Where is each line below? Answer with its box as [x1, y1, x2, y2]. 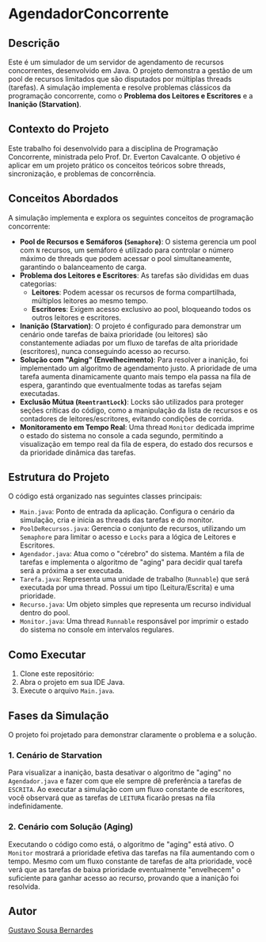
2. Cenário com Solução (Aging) [8, 821, 134, 832]
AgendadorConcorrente [8, 5, 169, 23]
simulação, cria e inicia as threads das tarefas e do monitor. [19, 515, 215, 525]
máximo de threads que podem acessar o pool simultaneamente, [19, 253, 232, 263]
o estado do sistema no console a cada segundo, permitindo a [19, 430, 224, 440]
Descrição [8, 37, 60, 50]
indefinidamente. [8, 802, 63, 811]
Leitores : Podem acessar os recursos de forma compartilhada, [31, 287, 237, 297]
